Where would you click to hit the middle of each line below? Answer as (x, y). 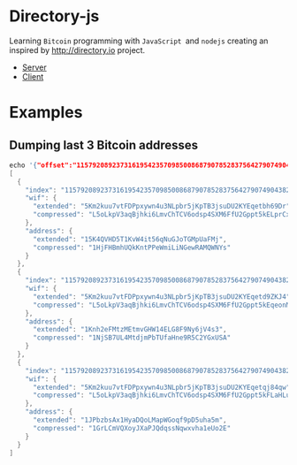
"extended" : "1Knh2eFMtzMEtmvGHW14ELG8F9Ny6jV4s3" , (129, 330)
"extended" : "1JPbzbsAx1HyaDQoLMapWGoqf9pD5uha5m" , (129, 420)
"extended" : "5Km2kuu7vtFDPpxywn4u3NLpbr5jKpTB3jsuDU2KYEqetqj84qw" (161, 387)
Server (34, 67)
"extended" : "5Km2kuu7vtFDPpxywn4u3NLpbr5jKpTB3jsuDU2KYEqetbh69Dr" (161, 206)
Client (33, 76)
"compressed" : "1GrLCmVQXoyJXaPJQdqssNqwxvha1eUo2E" (132, 428)
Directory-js (54, 16)
